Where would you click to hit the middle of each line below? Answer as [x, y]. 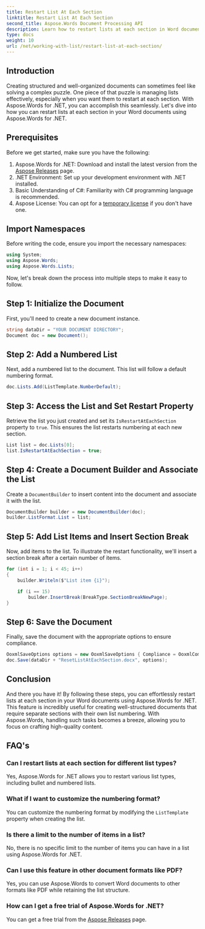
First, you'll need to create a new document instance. [73, 318]
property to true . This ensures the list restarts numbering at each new [94, 427]
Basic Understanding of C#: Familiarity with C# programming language [104, 190]
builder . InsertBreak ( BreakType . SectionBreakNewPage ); [98, 597]
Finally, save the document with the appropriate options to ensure [89, 637]
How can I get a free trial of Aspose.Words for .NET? [85, 906]
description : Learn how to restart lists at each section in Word [92, 29]
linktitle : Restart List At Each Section [60, 18]
